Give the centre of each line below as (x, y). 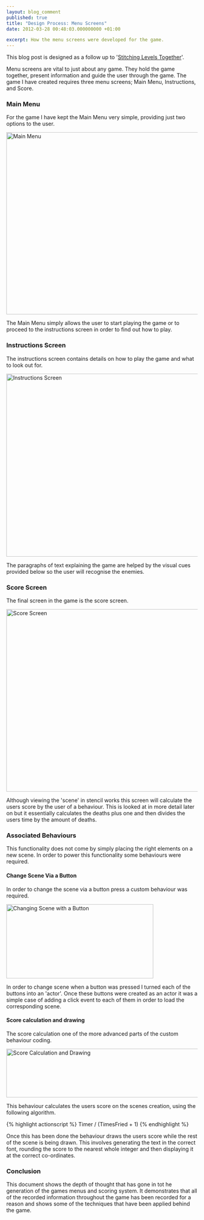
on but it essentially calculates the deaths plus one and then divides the (96, 814)
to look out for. (25, 365)
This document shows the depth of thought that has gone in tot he (89, 1185)
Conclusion (24, 1171)
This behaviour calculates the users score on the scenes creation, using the (101, 1106)
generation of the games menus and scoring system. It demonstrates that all (102, 1191)
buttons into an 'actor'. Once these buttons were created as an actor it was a (102, 993)
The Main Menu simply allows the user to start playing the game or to (93, 323)
